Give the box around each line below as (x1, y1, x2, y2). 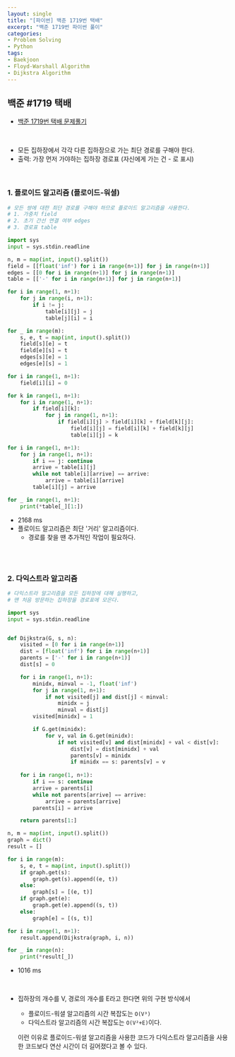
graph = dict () (7, 837, 52, 844)
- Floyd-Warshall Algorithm (7, 63, 90, 70)
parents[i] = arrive (32, 804, 93, 811)
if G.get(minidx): (32, 726, 87, 733)
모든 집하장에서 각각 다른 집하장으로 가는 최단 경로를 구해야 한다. (17, 146, 195, 155)
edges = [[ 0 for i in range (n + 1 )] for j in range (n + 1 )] (7, 269, 175, 276)
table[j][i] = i (44, 315, 93, 322)
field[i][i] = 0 (20, 379, 68, 387)
